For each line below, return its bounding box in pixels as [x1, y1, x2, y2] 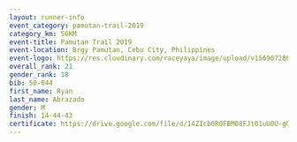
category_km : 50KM [9, 29, 77, 38]
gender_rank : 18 [9, 71, 69, 79]
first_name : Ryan [9, 86, 73, 95]
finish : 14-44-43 [9, 111, 73, 120]
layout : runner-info [9, 12, 86, 22]
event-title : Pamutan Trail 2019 [9, 37, 133, 47]
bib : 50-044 [9, 78, 53, 87]
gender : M [9, 103, 46, 112]
